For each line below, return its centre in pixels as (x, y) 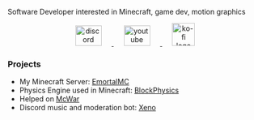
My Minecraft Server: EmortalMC (74, 82)
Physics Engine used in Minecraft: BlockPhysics (99, 90)
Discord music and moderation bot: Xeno (88, 108)
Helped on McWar (49, 99)
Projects (24, 64)
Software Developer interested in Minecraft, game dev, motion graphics (127, 12)
